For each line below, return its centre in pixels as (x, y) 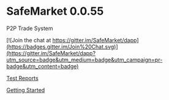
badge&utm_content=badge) (43, 66)
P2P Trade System (30, 28)
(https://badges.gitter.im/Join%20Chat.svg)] (62, 47)
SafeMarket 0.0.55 (55, 11)
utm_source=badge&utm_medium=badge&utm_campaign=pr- (85, 60)
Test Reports (22, 78)
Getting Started (26, 90)
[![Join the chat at (29, 40)
